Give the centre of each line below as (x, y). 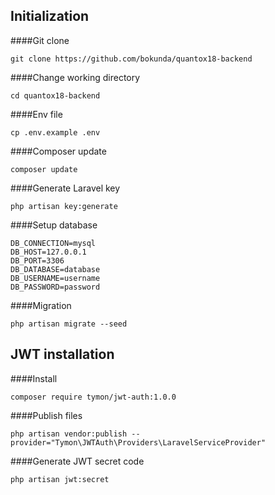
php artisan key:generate (64, 206)
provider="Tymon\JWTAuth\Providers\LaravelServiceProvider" (138, 442)
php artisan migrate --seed (69, 324)
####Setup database (54, 225)
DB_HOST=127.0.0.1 (48, 252)
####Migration (41, 305)
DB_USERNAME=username (55, 278)
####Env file (36, 114)
